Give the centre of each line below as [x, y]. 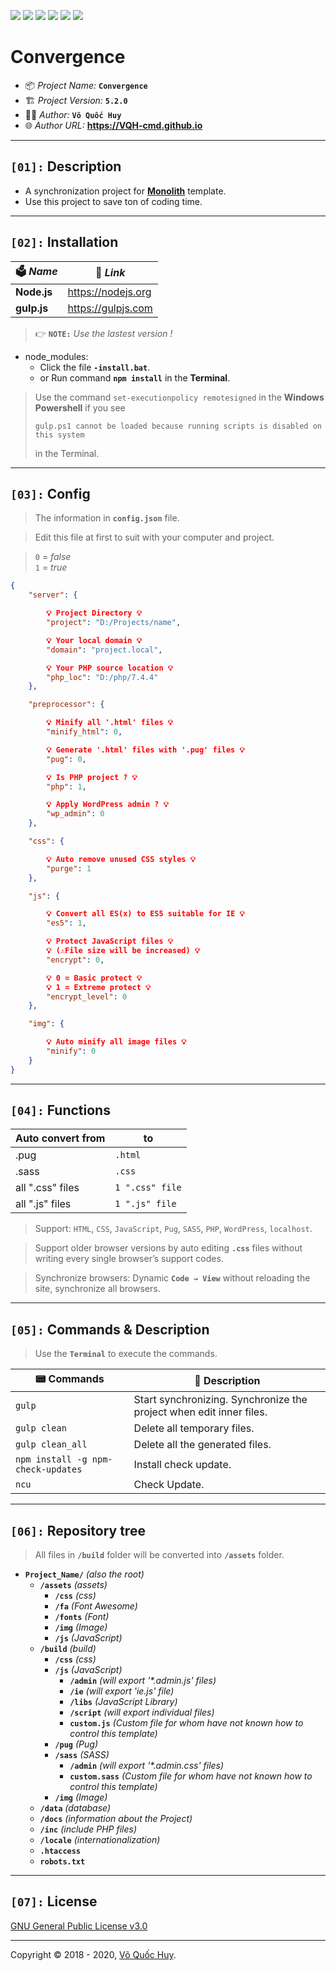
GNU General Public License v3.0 [79, 1926]
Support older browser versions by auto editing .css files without [168, 1248]
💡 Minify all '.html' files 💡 [110, 723]
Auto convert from [60, 1138]
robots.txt [62, 1862]
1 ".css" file [148, 1188]
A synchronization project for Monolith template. [125, 191]
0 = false [53, 557]
